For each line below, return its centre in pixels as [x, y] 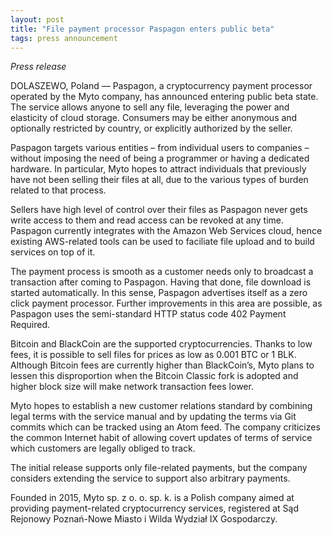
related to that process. [58, 190]
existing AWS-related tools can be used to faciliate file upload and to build [162, 242]
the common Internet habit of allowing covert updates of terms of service [161, 438]
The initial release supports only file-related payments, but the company [159, 468]
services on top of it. [53, 252]
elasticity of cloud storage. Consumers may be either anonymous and [154, 118]
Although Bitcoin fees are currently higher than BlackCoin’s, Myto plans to [162, 365]
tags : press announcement [64, 38]
